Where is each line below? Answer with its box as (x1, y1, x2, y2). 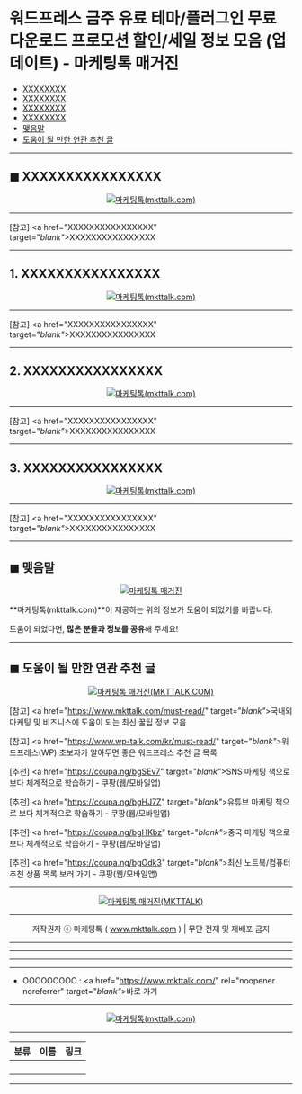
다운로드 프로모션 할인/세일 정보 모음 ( (9, 31, 272, 51)
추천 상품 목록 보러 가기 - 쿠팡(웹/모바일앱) (9, 868, 159, 879)
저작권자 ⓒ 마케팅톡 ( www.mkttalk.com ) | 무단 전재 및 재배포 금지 (31, 923, 271, 934)
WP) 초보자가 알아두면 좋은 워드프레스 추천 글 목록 (40, 747, 218, 758)
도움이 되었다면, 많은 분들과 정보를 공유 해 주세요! (9, 624, 179, 634)
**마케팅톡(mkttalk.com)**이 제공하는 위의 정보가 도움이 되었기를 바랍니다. (9, 604, 273, 615)
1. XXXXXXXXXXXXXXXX (9, 266, 161, 281)
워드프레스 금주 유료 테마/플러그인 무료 (9, 8, 277, 29)
